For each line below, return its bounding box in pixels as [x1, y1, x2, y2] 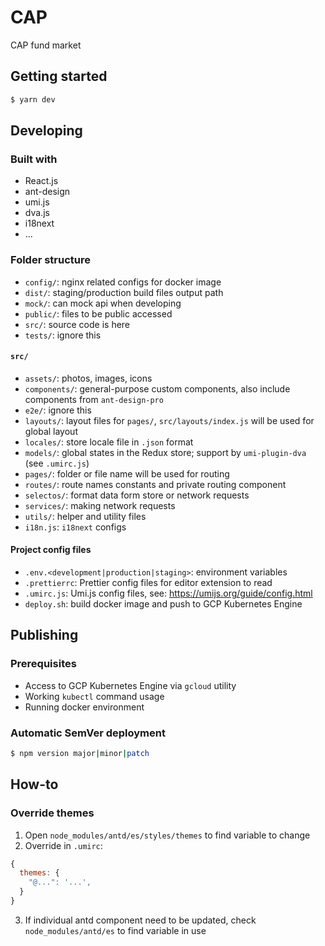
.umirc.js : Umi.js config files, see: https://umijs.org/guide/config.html [24, 587, 313, 600]
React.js [24, 175, 59, 187]
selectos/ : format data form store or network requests [24, 489, 250, 501]
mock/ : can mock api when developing [24, 297, 182, 309]
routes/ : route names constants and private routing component [24, 478, 287, 490]
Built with [10, 152, 58, 166]
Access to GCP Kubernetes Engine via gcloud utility [24, 679, 237, 691]
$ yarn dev [10, 94, 56, 105]
